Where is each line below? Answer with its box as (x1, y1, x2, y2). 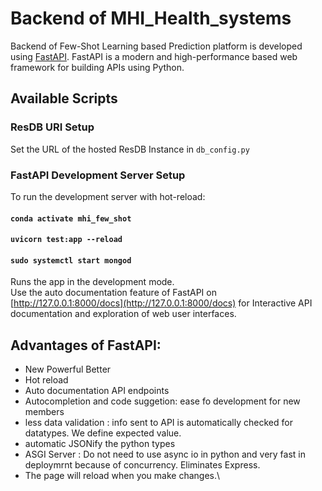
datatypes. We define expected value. (24, 427, 182, 439)
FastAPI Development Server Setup (10, 168, 186, 182)
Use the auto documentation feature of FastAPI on (10, 287, 217, 299)
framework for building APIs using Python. (10, 61, 185, 73)
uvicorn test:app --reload (10, 235, 123, 245)
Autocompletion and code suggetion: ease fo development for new (24, 395, 301, 407)
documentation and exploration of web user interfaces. (10, 308, 237, 320)
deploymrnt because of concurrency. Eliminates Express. (24, 459, 261, 471)
